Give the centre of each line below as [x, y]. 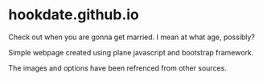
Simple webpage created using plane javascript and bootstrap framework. [131, 52]
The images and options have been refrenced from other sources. [117, 68]
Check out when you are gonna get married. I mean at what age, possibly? [132, 37]
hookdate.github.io [74, 15]
